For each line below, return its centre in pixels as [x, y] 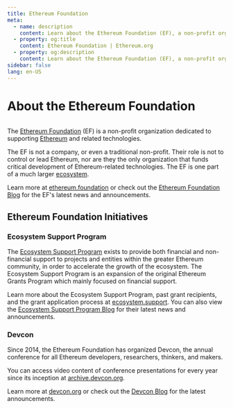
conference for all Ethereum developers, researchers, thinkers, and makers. [115, 357]
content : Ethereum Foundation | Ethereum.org [87, 46]
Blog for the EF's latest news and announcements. [79, 195]
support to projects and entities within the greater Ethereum [118, 259]
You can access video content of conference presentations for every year [113, 371]
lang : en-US [24, 71]
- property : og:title [45, 40]
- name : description [43, 26]
